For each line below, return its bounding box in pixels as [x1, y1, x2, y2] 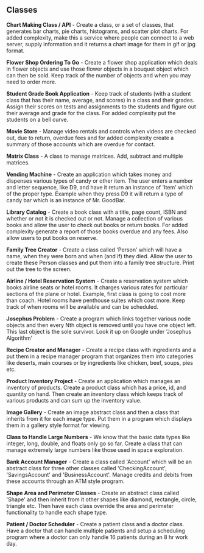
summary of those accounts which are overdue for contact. [6, 140, 155, 148]
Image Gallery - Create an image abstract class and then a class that [6, 408, 180, 416]
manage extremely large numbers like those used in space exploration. [6, 446, 184, 453]
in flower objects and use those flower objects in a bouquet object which [6, 65, 189, 72]
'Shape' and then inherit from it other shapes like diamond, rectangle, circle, [6, 496, 197, 503]
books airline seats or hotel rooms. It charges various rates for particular [6, 283, 188, 291]
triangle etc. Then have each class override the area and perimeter [6, 502, 174, 509]
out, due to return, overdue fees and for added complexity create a [6, 134, 174, 141]
